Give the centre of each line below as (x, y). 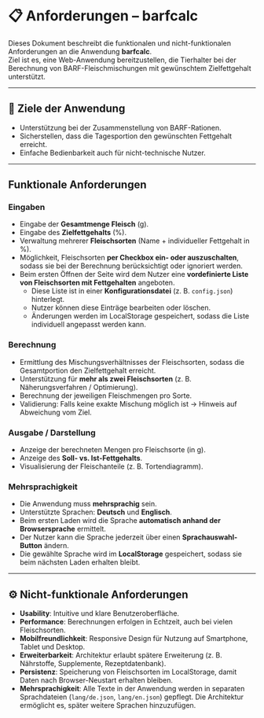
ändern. (56, 546)
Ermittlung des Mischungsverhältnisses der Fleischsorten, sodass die (132, 362)
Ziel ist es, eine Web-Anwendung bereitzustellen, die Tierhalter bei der (123, 60)
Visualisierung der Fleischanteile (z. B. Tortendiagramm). (111, 466)
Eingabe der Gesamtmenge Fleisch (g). (84, 224)
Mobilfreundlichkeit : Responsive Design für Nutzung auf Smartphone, (134, 639)
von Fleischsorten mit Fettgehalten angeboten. (97, 283)
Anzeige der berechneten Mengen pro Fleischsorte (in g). (112, 450)
